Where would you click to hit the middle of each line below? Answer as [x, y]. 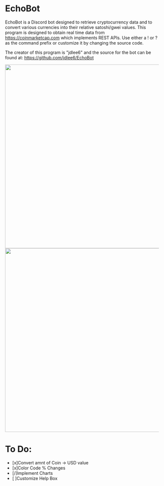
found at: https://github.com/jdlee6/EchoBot [50, 57]
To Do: [19, 449]
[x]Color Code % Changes [39, 468]
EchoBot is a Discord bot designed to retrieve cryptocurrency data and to [79, 22]
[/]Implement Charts [32, 473]
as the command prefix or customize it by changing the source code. [74, 43]
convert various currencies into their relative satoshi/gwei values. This [76, 27]
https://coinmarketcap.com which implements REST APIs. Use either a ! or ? [81, 38]
